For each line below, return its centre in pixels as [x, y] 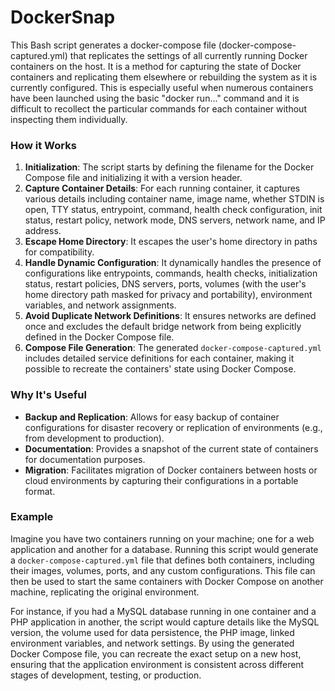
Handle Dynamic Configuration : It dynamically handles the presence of [173, 263]
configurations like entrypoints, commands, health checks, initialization [171, 273]
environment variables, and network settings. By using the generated [152, 643]
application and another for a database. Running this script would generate [164, 549]
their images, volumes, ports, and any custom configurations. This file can [163, 570]
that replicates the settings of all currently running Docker [188, 55]
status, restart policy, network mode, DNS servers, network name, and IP [175, 220]
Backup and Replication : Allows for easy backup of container [152, 417]
